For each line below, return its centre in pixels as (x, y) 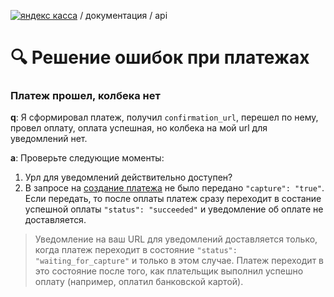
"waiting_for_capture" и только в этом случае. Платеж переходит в (179, 261)
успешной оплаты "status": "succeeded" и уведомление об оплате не (174, 209)
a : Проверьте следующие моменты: (87, 158)
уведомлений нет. (49, 139)
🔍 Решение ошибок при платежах (160, 57)
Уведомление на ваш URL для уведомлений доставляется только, (176, 239)
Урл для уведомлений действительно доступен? (128, 177)
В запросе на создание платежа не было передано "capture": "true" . (174, 188)
